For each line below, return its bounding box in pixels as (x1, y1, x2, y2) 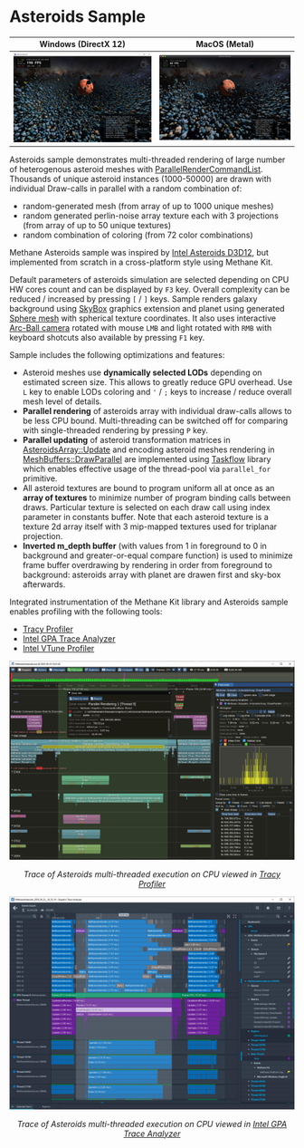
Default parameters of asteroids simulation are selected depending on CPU (9, 274, 290, 285)
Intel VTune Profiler (22, 642, 95, 653)
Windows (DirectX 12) (39, 39, 126, 50)
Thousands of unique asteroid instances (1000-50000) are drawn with (9, 173, 271, 184)
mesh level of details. (22, 396, 102, 407)
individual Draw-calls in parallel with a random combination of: (9, 183, 242, 194)
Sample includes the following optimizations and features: (9, 349, 225, 360)
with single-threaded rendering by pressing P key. (22, 424, 208, 436)
